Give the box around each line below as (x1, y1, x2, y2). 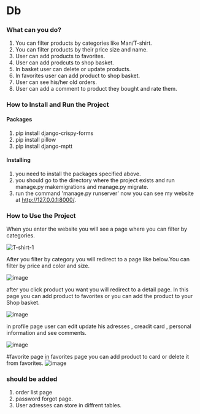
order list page (15, 389, 53, 396)
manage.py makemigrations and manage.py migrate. (15, 183, 148, 190)
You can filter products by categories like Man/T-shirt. (15, 39, 152, 47)
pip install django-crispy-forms (15, 129, 94, 137)
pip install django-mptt (15, 142, 73, 150)
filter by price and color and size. (6, 262, 90, 270)
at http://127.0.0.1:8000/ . (15, 196, 77, 203)
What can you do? (6, 26, 62, 34)
